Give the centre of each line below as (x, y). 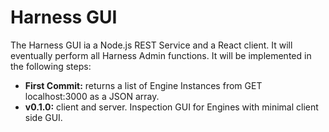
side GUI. (43, 117)
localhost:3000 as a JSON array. (92, 96)
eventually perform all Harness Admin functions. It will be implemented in (161, 55)
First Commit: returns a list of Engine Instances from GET (143, 85)
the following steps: (51, 66)
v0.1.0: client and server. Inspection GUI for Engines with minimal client (171, 107)
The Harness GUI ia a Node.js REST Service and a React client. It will (151, 45)
